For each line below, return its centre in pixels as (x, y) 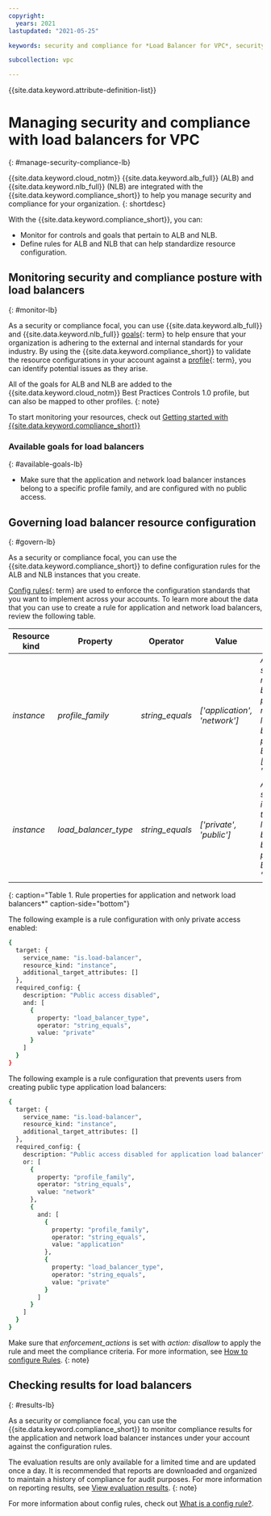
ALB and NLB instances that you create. (75, 574)
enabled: (23, 927)
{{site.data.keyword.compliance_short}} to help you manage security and (130, 196)
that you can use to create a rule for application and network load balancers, (135, 607)
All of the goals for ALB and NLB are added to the (90, 384)
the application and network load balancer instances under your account (129, 1438)
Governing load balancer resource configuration (132, 522)
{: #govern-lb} (32, 542)
